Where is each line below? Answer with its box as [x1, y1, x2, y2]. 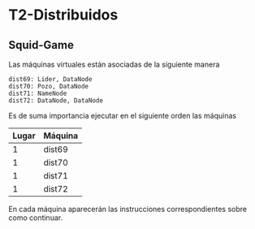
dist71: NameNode [8, 89, 67, 97]
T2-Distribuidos [8, 6, 119, 24]
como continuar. [8, 213, 63, 223]
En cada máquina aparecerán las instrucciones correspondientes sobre [8, 205, 248, 214]
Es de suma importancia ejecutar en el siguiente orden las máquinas [8, 111, 237, 120]
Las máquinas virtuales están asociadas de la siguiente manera [8, 59, 220, 69]
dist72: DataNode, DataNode [8, 97, 104, 105]
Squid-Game [8, 38, 75, 52]
